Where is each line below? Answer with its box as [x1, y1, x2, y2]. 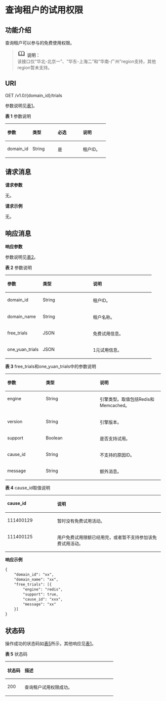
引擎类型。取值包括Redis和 [99, 396, 155, 402]
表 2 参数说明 [5, 265, 32, 270]
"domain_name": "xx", [14, 577, 58, 582]
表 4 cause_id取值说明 [5, 485, 50, 490]
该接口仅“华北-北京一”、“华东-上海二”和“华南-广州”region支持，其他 [17, 58, 156, 64]
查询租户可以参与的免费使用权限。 [5, 40, 75, 46]
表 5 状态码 [5, 651, 28, 657]
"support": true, [23, 592, 58, 597]
